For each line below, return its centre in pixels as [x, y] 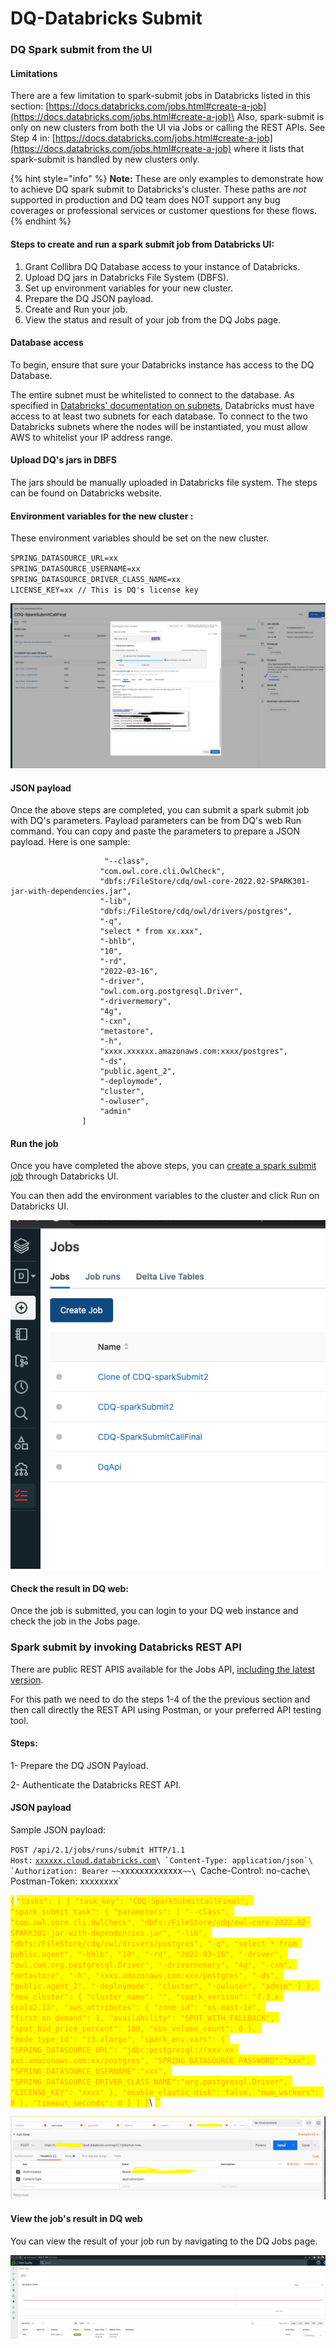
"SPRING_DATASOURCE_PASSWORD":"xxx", [232, 2061]
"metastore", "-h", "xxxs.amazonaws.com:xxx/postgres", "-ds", [145, 1976]
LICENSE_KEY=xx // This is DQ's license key [104, 590]
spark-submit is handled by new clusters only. [105, 159]
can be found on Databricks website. [86, 493]
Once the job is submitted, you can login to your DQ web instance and [154, 1611]
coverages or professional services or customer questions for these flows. [164, 211]
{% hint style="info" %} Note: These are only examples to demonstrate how [167, 179]
